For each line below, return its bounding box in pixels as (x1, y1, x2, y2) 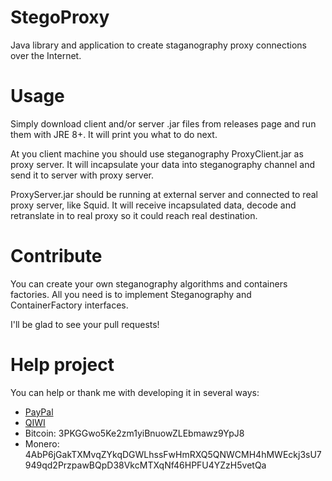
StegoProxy (10, 6, 110, 29)
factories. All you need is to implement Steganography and (10, 288, 252, 300)
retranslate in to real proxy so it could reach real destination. (10, 209, 258, 221)
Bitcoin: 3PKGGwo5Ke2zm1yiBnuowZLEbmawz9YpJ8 (24, 427, 245, 439)
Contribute (10, 245, 103, 268)
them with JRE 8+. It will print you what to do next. (10, 128, 218, 140)
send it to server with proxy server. (10, 169, 155, 181)
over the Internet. (10, 49, 82, 61)
